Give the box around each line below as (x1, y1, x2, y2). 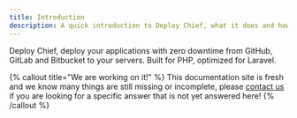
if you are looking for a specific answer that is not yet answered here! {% (9, 90, 275, 101)
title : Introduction (9, 12, 86, 22)
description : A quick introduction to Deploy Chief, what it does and (9, 21, 275, 30)
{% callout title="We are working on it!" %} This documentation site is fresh (9, 71, 285, 82)
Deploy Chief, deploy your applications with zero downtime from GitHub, (9, 45, 273, 55)
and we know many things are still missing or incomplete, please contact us (9, 81, 285, 92)
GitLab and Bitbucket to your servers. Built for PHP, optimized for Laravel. (9, 55, 277, 65)
